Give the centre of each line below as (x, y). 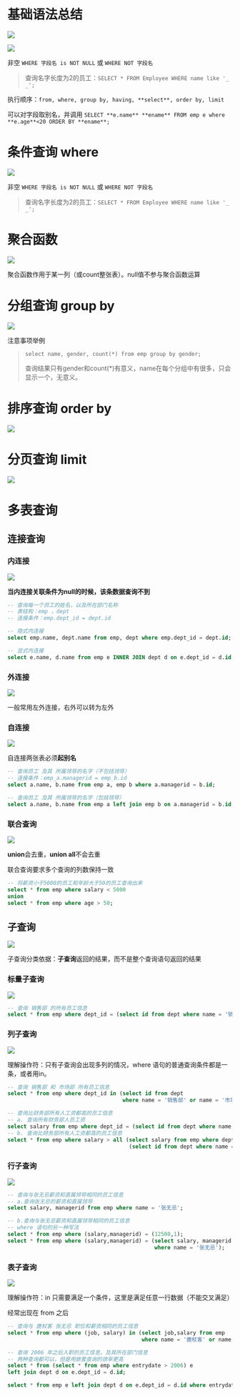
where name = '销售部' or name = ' (174, 1100)
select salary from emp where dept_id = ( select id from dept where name (120, 1127)
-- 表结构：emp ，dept (39, 612)
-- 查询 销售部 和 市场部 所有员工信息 (59, 1087)
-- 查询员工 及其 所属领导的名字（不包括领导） (69, 772)
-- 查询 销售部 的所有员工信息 (47, 1008)
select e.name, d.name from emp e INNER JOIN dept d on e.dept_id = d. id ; (121, 657)
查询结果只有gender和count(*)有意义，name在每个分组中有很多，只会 (128, 368)
